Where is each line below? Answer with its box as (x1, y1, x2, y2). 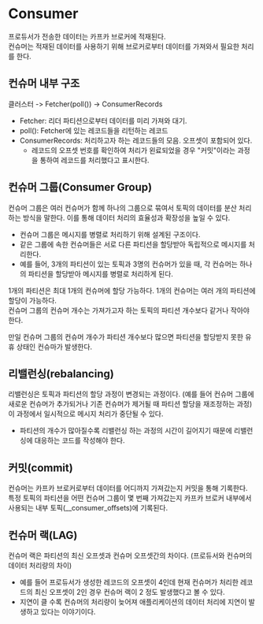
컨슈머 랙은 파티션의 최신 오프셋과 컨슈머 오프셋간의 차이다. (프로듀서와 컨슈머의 (8, 551, 253, 560)
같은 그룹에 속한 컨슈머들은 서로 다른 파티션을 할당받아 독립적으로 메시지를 (19, 240, 247, 249)
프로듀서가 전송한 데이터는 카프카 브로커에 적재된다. (8, 32, 166, 41)
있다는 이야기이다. (40, 607, 96, 616)
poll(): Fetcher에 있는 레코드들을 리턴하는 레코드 (19, 125, 169, 135)
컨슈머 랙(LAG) (8, 529, 78, 542)
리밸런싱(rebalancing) (8, 367, 114, 381)
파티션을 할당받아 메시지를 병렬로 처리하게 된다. (28, 269, 173, 278)
